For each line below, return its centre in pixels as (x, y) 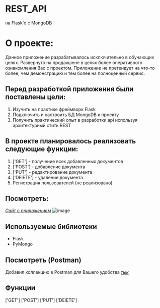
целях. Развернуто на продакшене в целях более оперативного (74, 62)
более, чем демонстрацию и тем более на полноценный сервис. (75, 73)
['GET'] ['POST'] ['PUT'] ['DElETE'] (41, 300)
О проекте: (29, 43)
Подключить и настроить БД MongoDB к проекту (66, 115)
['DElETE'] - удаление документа (48, 177)
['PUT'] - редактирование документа (52, 172)
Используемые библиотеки (51, 226)
